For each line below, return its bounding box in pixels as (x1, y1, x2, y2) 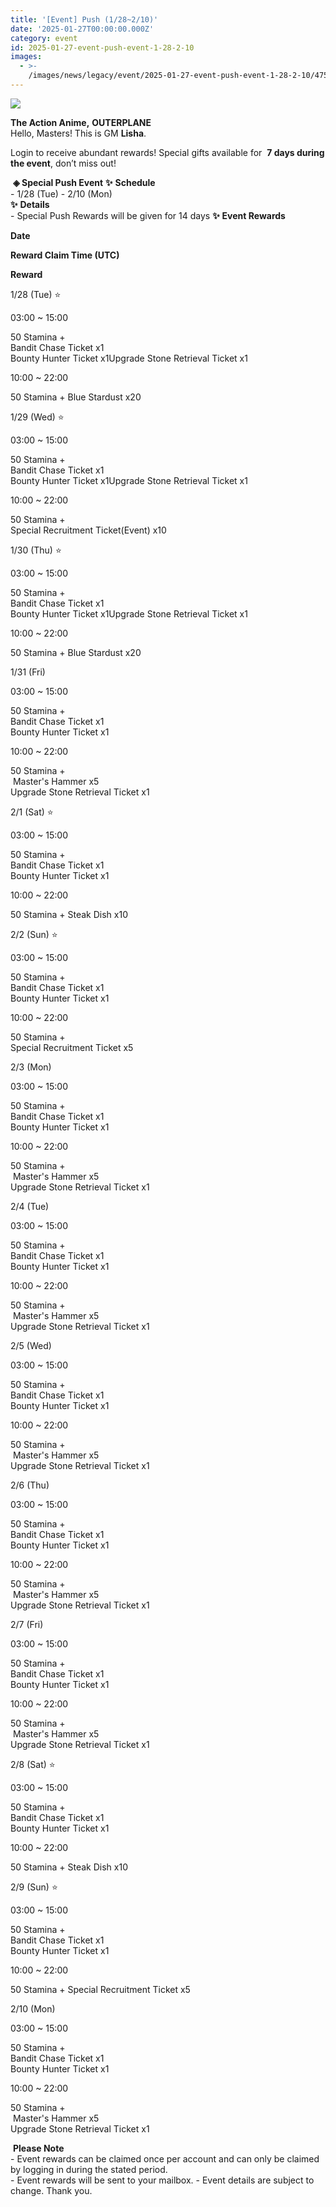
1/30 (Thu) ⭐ (10, 544, 62, 556)
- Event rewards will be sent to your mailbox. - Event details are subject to (10, 2174, 315, 2186)
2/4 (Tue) (10, 1200, 50, 1212)
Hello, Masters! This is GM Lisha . (10, 127, 147, 139)
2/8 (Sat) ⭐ (10, 1758, 56, 1770)
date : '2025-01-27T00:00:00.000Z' (10, 24, 155, 34)
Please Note (12, 2142, 65, 2154)
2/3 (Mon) (10, 1061, 52, 1073)
